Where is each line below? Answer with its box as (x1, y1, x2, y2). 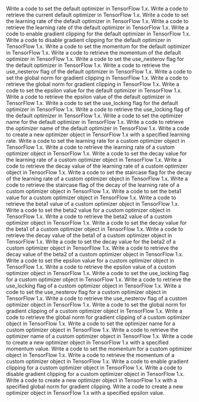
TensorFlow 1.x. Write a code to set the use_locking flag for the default (6, 100, 179, 106)
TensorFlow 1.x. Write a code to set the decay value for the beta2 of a (6, 238, 176, 245)
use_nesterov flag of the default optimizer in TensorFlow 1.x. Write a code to (6, 68, 192, 75)
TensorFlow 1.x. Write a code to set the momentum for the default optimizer (6, 43, 191, 50)
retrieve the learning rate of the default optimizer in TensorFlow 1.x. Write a (6, 24, 189, 31)
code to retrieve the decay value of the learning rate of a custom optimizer (6, 162, 188, 170)
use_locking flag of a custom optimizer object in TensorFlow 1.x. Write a (6, 282, 182, 289)
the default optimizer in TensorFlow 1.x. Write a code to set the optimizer (6, 112, 184, 119)
